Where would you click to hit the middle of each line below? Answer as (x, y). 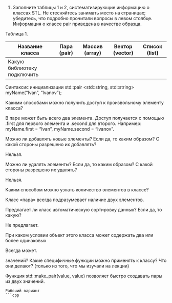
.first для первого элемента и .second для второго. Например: (73, 123)
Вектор (123, 47)
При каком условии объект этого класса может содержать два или (79, 235)
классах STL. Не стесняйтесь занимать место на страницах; (79, 13)
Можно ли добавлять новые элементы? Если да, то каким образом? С (82, 139)
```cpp (12, 295)
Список (153, 47)
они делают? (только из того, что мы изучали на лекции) (67, 266)
